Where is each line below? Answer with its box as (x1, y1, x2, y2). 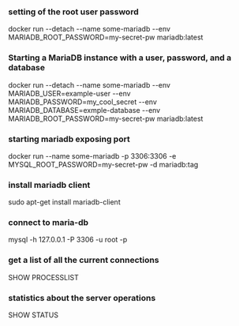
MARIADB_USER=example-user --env (8, 88, 132, 98)
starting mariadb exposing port (8, 133, 130, 144)
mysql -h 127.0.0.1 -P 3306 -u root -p (8, 235, 128, 245)
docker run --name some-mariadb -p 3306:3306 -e (8, 151, 177, 160)
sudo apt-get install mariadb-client (8, 197, 121, 207)
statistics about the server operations (8, 292, 156, 303)
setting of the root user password (8, 6, 140, 17)
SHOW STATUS (8, 310, 59, 320)
